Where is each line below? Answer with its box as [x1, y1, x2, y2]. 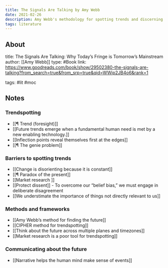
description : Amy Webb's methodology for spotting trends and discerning [5, 17, 163, 22]
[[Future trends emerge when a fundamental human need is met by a [12, 126, 155, 132]
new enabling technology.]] [12, 131, 69, 137]
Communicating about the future [5, 246, 87, 253]
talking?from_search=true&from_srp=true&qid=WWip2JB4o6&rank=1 [5, 70, 148, 76]
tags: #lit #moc [5, 79, 37, 86]
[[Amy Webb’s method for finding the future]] [12, 217, 107, 223]
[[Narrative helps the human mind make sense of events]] [12, 257, 132, 263]
